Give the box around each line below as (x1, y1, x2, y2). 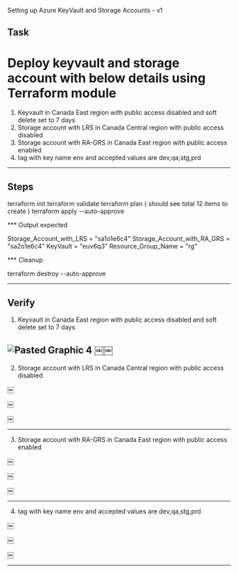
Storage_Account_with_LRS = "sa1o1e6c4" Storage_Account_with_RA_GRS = (7, 234, 230, 243)
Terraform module (7, 85, 117, 101)
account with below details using (7, 70, 206, 86)
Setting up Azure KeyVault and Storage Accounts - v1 (7, 6, 163, 14)
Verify (7, 297, 35, 309)
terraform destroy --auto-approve (7, 269, 106, 278)
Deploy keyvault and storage (7, 55, 180, 71)
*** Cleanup (7, 256, 43, 264)
